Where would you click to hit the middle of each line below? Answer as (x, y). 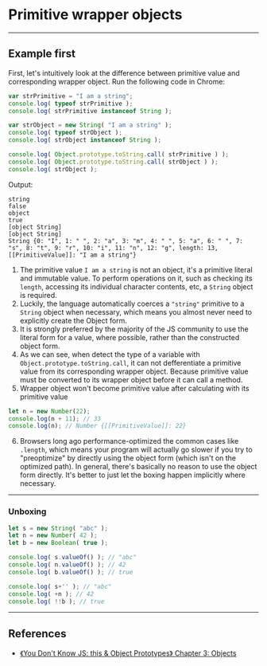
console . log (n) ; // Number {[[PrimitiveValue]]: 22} (97, 426)
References (37, 634)
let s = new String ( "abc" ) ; (58, 528)
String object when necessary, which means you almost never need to (136, 311)
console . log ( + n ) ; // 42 (51, 594)
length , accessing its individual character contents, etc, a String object (136, 286)
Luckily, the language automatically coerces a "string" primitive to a (132, 304)
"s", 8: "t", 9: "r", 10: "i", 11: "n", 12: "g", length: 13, (113, 248)
